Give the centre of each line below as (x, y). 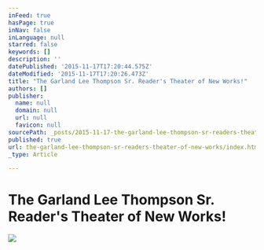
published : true (35, 140)
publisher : (26, 96)
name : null (33, 103)
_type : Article (33, 154)
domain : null (37, 111)
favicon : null (38, 125)
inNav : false (29, 30)
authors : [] (27, 88)
